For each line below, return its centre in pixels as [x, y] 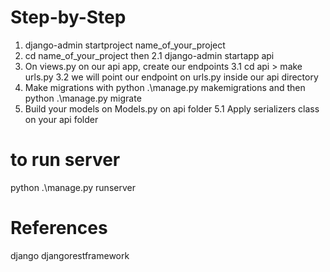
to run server [65, 160]
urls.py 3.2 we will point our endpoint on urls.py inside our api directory [171, 77]
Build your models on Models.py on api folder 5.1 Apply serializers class [172, 108]
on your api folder [61, 119]
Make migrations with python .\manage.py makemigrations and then [165, 87]
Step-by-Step [68, 17]
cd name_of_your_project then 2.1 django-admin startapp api [149, 55]
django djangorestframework [70, 255]
